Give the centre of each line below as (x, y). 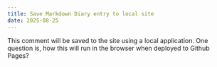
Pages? (18, 55)
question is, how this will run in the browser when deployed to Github (108, 48)
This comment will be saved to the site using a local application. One (108, 40)
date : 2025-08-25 (33, 20)
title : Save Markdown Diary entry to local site (81, 14)
